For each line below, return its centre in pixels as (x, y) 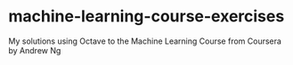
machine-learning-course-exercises (146, 16)
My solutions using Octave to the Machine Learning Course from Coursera (145, 41)
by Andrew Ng (35, 50)
